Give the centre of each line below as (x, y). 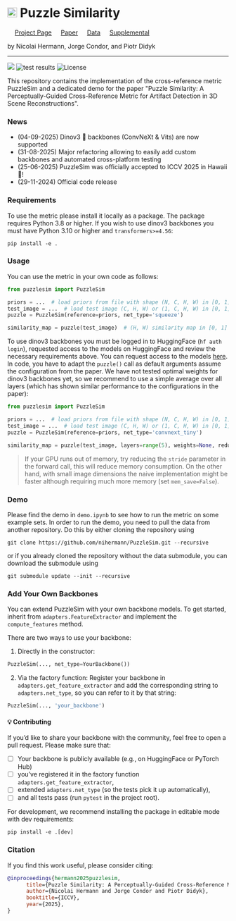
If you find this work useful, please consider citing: (80, 865)
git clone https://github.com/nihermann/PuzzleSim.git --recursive (108, 543)
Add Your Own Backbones (53, 593)
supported (32, 144)
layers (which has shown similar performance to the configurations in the (113, 386)
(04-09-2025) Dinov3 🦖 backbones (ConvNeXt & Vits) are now (108, 137)
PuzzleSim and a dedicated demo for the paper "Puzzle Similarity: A (106, 88)
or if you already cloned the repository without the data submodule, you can (117, 555)
